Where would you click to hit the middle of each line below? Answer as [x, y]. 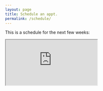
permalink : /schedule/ [28, 18]
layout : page [18, 9]
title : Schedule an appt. [31, 14]
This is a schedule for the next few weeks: [48, 33]
